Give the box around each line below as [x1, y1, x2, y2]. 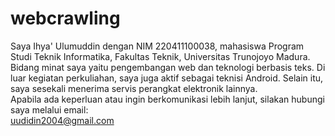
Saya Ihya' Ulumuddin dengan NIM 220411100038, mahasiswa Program [10, 40, 305, 52]
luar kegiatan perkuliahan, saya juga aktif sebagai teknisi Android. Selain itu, [10, 72, 324, 84]
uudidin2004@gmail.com [10, 114, 115, 126]
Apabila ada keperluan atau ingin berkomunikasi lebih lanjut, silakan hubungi [10, 93, 325, 105]
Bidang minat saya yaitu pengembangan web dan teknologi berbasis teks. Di [10, 61, 326, 73]
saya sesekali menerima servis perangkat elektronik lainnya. [10, 82, 258, 94]
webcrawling [10, 7, 121, 30]
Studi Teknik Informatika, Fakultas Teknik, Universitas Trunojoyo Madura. [10, 50, 311, 62]
